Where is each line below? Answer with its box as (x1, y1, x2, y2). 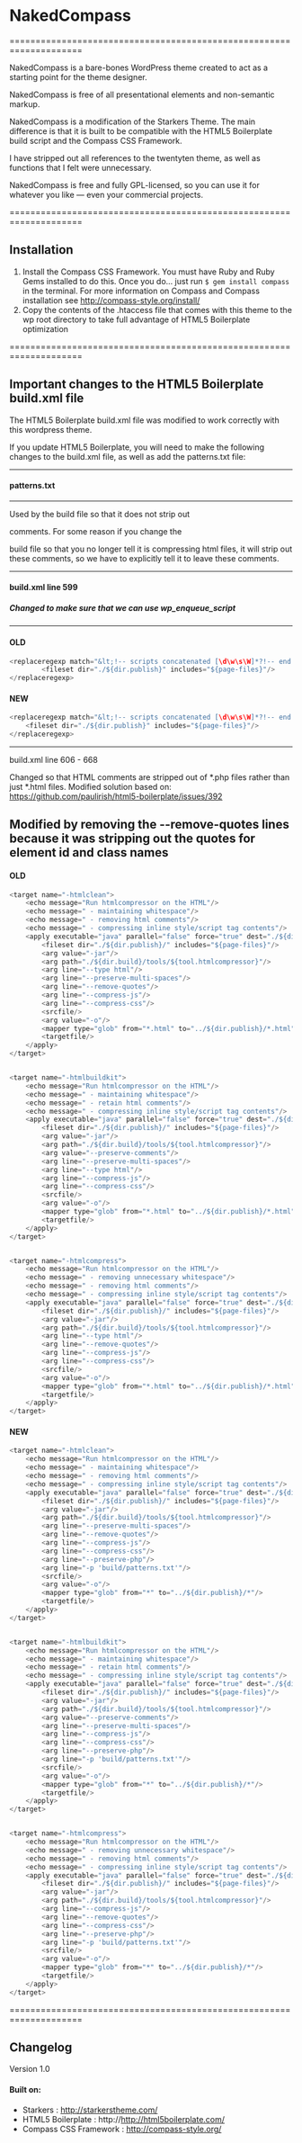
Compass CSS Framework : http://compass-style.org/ (22, 2123, 222, 2134)
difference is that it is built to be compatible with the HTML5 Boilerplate (9, 125, 273, 136)
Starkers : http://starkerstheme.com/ (22, 2104, 158, 2115)
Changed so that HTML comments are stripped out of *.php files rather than (9, 771, 290, 783)
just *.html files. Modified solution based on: (9, 781, 173, 792)
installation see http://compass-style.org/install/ (22, 294, 200, 306)
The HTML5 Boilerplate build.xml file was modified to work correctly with (9, 415, 280, 426)
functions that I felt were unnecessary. (9, 162, 152, 173)
